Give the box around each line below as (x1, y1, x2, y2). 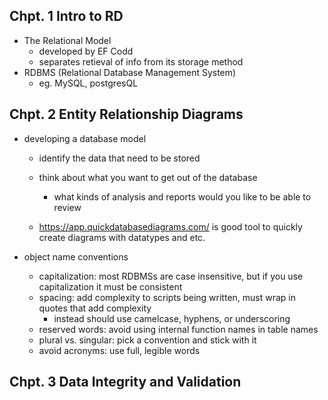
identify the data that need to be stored (38, 152, 201, 164)
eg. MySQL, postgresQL (38, 77, 139, 89)
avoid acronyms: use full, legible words (38, 344, 201, 356)
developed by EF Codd (38, 45, 134, 57)
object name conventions (23, 250, 129, 263)
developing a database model (23, 132, 147, 144)
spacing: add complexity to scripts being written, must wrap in (38, 291, 296, 303)
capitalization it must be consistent (38, 280, 183, 293)
